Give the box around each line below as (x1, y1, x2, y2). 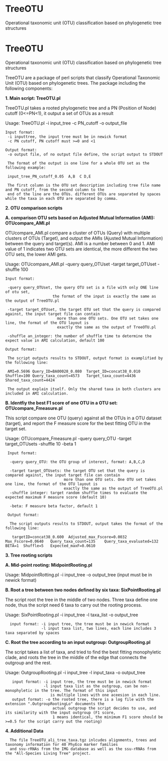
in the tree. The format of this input (34, 688, 118, 693)
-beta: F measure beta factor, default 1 (10, 503, 98, 509)
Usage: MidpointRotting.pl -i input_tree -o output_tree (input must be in (5, 571, 152, 578)
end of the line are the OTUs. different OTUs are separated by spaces (7, 191, 161, 197)
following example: (5, 165, 46, 170)
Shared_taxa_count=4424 (5, 377, 55, 383)
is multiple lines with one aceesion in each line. (50, 692, 161, 697)
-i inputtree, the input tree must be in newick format (7, 134, 127, 139)
